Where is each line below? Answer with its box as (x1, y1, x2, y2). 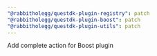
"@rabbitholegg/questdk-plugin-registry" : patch (7, 10, 150, 17)
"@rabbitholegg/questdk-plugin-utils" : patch (7, 23, 140, 29)
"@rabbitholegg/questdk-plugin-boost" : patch (7, 16, 140, 23)
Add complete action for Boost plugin (7, 42, 114, 50)
